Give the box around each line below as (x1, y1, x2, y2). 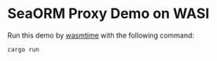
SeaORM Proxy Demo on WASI (7, 5, 210, 23)
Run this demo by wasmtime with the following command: (7, 30, 194, 40)
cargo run (7, 45, 40, 53)
